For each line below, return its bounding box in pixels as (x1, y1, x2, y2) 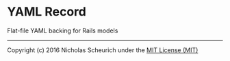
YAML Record (7, 4, 87, 20)
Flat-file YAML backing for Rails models (7, 26, 118, 35)
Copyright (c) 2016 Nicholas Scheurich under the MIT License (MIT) (7, 45, 199, 54)
